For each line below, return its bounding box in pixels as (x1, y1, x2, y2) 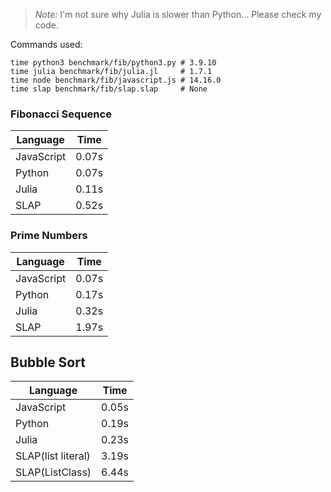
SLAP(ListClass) (15, 465, 92, 479)
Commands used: (10, 39, 83, 50)
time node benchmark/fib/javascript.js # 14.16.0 (10, 75, 222, 85)
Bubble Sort (10, 354, 86, 371)
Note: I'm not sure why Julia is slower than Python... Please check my (34, 9, 322, 20)
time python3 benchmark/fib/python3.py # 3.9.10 (10, 58, 217, 68)
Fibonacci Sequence (10, 107, 112, 121)
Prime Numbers (10, 229, 88, 243)
